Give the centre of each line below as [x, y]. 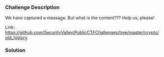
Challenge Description [32, 7]
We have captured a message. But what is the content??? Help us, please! [80, 18]
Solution [15, 50]
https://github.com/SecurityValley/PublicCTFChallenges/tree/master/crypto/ [82, 33]
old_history [16, 38]
